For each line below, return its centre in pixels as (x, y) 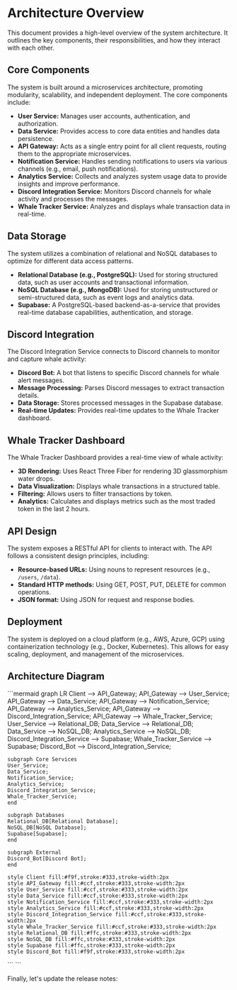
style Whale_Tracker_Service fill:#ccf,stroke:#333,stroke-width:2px (112, 927)
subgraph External (34, 852)
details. (28, 396)
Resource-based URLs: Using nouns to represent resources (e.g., (114, 569)
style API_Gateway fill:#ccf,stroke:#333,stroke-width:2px (96, 883)
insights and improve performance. (69, 184)
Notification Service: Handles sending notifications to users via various (122, 161)
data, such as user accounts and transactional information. (103, 282)
